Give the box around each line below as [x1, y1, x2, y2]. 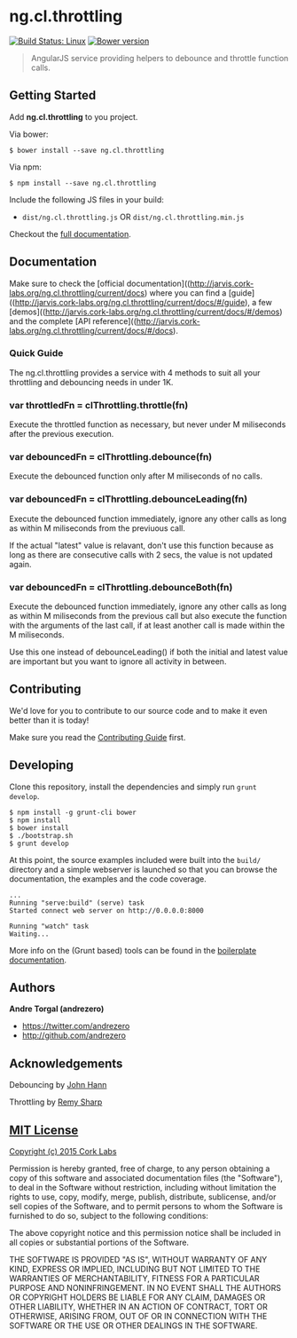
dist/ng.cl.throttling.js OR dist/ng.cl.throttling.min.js [21, 211, 245, 222]
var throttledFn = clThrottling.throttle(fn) [9, 399, 189, 411]
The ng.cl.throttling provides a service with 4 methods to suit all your [9, 367, 261, 378]
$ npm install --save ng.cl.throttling [9, 178, 157, 187]
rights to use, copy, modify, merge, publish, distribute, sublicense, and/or [9, 1192, 277, 1202]
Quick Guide [9, 347, 64, 360]
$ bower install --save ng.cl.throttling [9, 146, 165, 154]
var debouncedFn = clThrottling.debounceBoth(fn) [9, 581, 233, 593]
